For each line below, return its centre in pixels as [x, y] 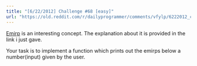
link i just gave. [24, 39]
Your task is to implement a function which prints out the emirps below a [94, 50]
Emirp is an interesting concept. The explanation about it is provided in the [96, 33]
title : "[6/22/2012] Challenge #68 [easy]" [60, 11]
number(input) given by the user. [46, 57]
